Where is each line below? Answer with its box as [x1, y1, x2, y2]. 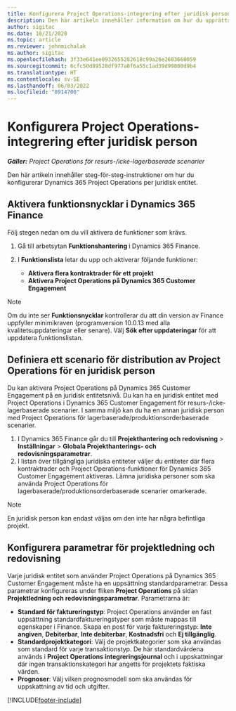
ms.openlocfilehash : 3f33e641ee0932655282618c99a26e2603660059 [7, 56, 197, 63]
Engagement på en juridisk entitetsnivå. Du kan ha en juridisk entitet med [7, 391, 219, 399]
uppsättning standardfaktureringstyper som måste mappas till [17, 615, 197, 623]
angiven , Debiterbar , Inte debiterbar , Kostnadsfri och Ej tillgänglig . [17, 630, 217, 638]
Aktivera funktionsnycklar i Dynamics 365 [7, 198, 196, 211]
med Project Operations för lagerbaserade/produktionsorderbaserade [7, 413, 209, 422]
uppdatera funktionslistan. [7, 333, 83, 341]
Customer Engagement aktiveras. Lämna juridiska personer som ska [17, 471, 216, 480]
